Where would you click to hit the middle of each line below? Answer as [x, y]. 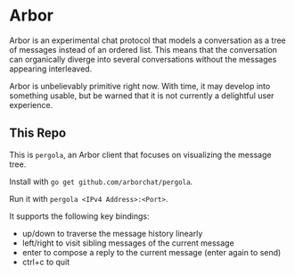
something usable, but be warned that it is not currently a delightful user [142, 96]
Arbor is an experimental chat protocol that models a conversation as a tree [148, 40]
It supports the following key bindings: [79, 216]
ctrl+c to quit [46, 262]
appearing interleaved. [51, 69]
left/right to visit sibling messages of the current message [128, 243]
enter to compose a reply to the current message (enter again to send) [152, 252]
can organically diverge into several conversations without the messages [143, 59]
